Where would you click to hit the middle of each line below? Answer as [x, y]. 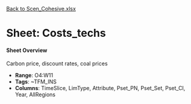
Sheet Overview [27, 50]
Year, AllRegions [35, 95]
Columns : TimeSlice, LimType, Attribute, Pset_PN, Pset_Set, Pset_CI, [100, 88]
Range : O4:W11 [34, 76]
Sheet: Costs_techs [56, 33]
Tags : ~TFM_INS [36, 82]
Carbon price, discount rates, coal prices [57, 63]
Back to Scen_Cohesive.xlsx [41, 9]
